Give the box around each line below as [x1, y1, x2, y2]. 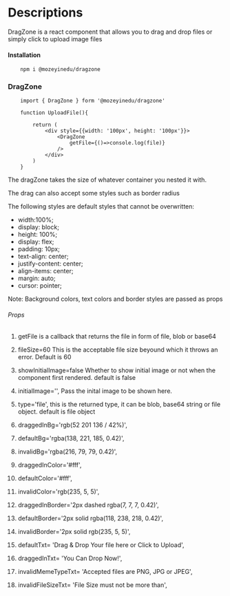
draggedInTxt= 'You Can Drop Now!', [17, 554, 123, 562]
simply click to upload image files [8, 34, 103, 43]
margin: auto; [17, 274, 56, 283]
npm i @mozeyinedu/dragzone [20, 66, 101, 73]
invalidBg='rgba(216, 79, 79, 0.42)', [17, 447, 118, 456]
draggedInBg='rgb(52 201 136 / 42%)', [17, 421, 128, 429]
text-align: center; [17, 253, 69, 261]
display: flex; [17, 237, 54, 246]
